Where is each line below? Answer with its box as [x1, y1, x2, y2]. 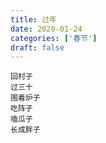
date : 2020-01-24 [10, 24, 83, 34]
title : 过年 [10, 14, 57, 25]
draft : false [10, 42, 65, 53]
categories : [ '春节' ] [10, 33, 98, 43]
